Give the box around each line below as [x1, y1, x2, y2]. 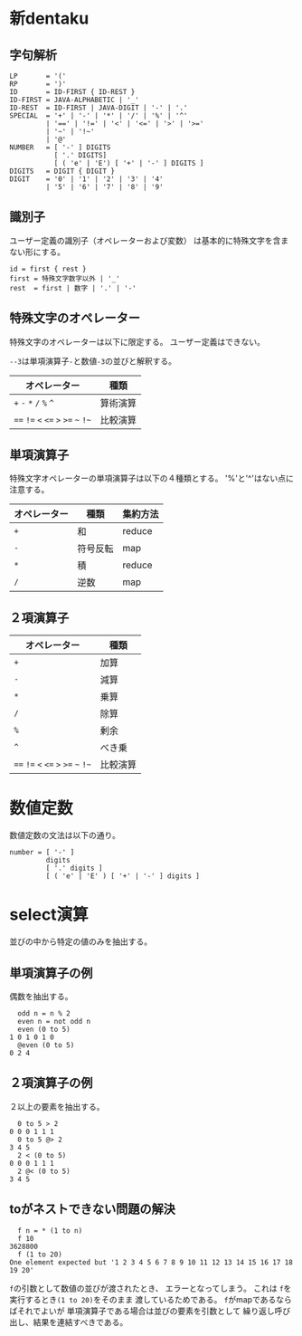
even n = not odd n [17, 1016, 91, 1026]
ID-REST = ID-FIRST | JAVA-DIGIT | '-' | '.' [9, 103, 188, 112]
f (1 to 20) [17, 1250, 63, 1259]
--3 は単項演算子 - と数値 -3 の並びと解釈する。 [9, 355, 176, 367]
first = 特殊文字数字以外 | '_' [9, 273, 120, 283]
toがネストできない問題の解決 [9, 1201, 176, 1217]
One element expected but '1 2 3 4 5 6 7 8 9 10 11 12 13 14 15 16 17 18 [9, 1257, 294, 1267]
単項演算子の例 [9, 965, 93, 980]
